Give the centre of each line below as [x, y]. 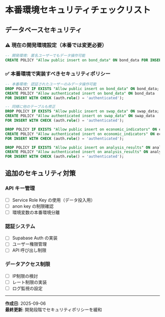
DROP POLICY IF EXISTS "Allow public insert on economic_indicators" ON [81, 129]
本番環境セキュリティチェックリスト [78, 10]
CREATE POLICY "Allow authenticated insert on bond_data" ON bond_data [80, 93]
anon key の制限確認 [33, 206]
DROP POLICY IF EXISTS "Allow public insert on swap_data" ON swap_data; [82, 111]
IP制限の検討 [25, 276]
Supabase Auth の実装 [35, 238]
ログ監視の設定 [27, 288]
